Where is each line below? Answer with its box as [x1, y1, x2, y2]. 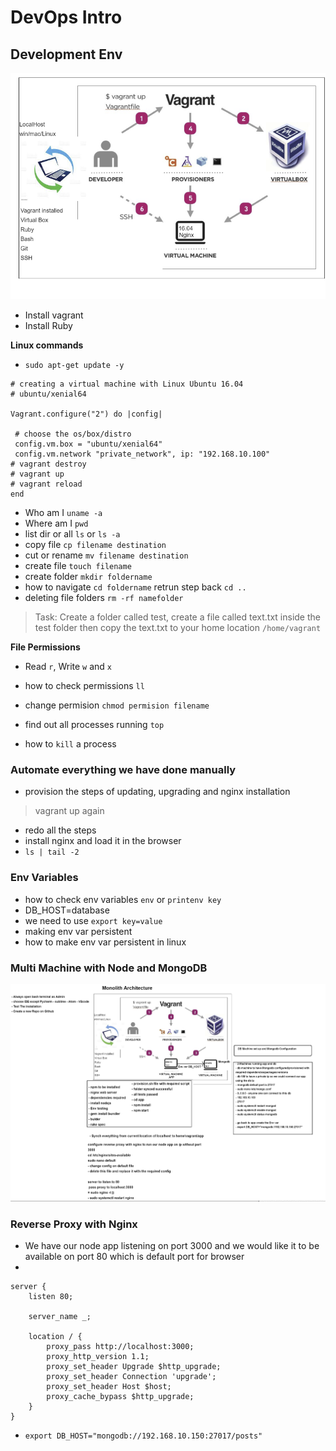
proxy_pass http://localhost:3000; [46, 1342, 195, 1352]
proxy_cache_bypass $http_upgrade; [46, 1392, 195, 1402]
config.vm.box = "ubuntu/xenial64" [14, 439, 163, 450]
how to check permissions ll [24, 680, 145, 692]
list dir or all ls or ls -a [24, 528, 121, 540]
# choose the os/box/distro [14, 429, 132, 440]
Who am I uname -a [24, 507, 103, 519]
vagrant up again [34, 805, 105, 817]
